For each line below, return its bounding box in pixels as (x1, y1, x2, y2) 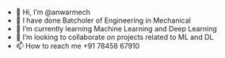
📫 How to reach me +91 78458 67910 (15, 42, 140, 50)
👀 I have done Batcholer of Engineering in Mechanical (15, 16, 192, 25)
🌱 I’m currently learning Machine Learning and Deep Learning (15, 24, 218, 33)
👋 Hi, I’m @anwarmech (15, 8, 91, 16)
